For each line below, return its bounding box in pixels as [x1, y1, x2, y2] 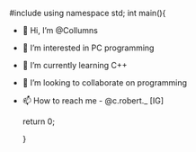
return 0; [22, 116, 56, 127]
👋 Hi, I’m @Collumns [22, 25, 99, 35]
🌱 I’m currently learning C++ [22, 60, 128, 70]
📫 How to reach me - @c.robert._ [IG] [22, 95, 165, 106]
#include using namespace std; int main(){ [9, 8, 166, 18]
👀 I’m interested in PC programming [22, 42, 155, 53]
